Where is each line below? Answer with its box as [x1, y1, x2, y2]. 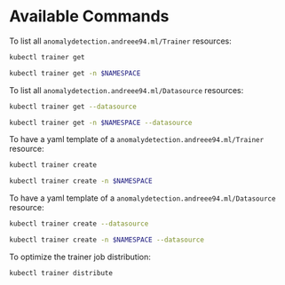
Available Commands [9, 6, 170, 27]
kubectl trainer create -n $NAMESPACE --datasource [9, 235, 204, 245]
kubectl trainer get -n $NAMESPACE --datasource [9, 118, 193, 127]
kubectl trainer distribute [9, 268, 114, 277]
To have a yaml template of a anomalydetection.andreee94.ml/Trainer [9, 134, 265, 145]
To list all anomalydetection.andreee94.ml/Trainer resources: [9, 36, 233, 46]
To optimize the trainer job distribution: [9, 251, 151, 262]
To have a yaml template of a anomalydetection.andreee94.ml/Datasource [9, 193, 276, 203]
